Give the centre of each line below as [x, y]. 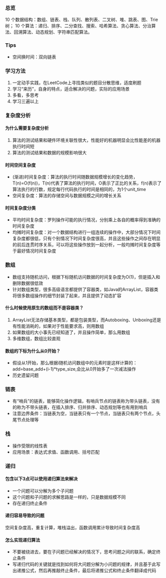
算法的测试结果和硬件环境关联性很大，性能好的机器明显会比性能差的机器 [86, 140]
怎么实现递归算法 [23, 540]
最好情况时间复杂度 [36, 251]
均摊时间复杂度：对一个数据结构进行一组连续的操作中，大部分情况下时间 [86, 232]
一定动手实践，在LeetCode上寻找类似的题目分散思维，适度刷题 [77, 83]
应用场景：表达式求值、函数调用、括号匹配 [56, 452]
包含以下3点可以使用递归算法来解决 [41, 479]
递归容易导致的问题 [25, 515]
